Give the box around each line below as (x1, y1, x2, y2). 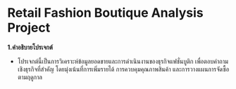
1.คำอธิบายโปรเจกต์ (7, 43, 53, 51)
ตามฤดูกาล (17, 72, 43, 81)
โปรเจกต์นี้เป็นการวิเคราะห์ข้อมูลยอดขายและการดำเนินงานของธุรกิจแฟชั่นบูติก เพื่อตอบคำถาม (17, 57, 229, 65)
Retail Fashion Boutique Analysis (7, 5, 204, 21)
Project (7, 20, 51, 36)
